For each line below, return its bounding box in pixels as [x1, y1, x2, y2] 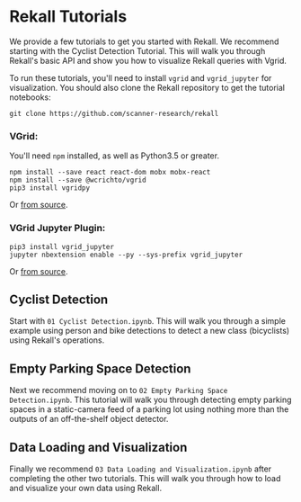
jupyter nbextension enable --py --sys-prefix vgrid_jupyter [9, 250, 243, 259]
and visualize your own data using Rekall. [9, 482, 163, 493]
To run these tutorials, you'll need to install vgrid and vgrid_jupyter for [9, 72, 272, 83]
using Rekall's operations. [9, 335, 105, 345]
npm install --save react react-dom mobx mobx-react [9, 168, 211, 177]
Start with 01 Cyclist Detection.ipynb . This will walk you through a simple [9, 316, 286, 327]
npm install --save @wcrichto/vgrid [9, 175, 146, 185]
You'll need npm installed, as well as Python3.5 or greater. [9, 150, 220, 161]
